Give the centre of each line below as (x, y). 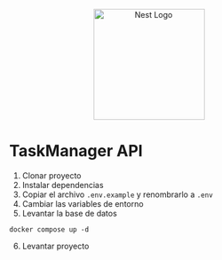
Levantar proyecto (55, 246)
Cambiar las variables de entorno (83, 203)
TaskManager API (76, 151)
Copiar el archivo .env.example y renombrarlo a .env (117, 194)
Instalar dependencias (63, 185)
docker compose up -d (49, 229)
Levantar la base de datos (69, 213)
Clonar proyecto (52, 175)
